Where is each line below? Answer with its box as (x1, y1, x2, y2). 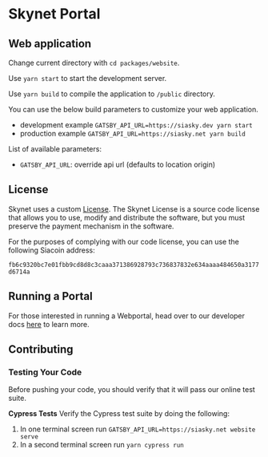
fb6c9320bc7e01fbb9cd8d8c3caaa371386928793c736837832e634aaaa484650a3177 (8, 261, 260, 269)
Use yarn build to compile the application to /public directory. (8, 89, 216, 99)
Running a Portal (8, 289, 94, 303)
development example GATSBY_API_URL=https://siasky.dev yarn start (19, 120, 254, 129)
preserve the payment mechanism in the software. (8, 221, 174, 231)
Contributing (8, 342, 74, 357)
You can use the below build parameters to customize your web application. (8, 105, 258, 114)
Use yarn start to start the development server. (8, 74, 167, 83)
